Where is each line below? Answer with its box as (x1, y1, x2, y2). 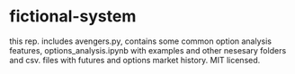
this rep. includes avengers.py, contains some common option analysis (9, 36, 273, 46)
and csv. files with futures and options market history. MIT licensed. (9, 54, 261, 65)
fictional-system (9, 6, 137, 27)
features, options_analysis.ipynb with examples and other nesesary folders (9, 45, 287, 55)
